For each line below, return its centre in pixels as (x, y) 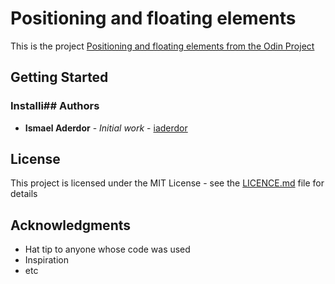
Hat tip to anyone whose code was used (107, 249)
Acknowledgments (71, 225)
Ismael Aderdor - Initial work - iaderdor (106, 128)
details (24, 194)
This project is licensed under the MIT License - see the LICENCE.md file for (167, 183)
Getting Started (59, 77)
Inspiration (46, 260)
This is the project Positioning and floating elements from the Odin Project (162, 46)
